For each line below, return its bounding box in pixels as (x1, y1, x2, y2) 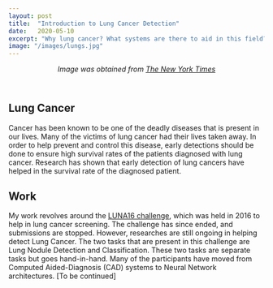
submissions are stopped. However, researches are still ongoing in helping (8, 228, 258, 238)
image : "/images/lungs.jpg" (8, 42, 104, 50)
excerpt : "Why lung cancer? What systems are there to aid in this (8, 34, 242, 43)
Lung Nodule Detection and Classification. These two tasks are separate (8, 245, 251, 256)
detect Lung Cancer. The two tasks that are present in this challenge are (8, 237, 250, 247)
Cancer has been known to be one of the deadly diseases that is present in (8, 123, 260, 132)
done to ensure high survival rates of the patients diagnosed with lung (8, 148, 243, 158)
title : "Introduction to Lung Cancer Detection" (8, 19, 180, 28)
